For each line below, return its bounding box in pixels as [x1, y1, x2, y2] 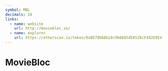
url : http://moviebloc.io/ [14, 26, 70, 31]
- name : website [9, 21, 43, 26]
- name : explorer [9, 30, 46, 35]
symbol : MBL [5, 7, 30, 12]
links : [5, 16, 19, 21]
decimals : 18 [5, 12, 32, 17]
